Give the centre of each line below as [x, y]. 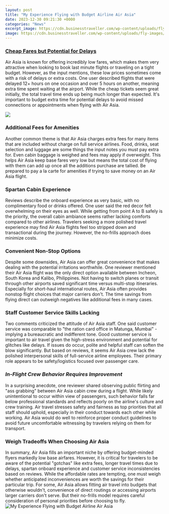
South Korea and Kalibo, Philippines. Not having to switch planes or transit [82, 278]
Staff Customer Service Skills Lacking [52, 313]
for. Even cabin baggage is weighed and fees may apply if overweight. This [83, 155]
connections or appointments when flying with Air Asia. [62, 105]
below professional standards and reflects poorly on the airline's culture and [84, 401]
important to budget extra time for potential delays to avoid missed [74, 100]
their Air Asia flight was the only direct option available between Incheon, [81, 273]
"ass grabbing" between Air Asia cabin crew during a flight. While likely [79, 391]
